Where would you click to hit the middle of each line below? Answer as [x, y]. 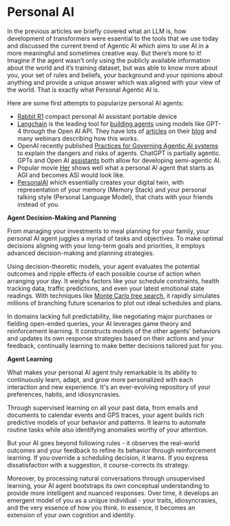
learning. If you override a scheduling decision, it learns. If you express [108, 457]
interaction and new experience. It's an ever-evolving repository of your [109, 387]
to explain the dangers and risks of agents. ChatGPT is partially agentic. [119, 153]
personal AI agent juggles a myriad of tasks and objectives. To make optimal [115, 238]
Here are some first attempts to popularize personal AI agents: [95, 103]
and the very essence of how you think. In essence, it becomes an [101, 507]
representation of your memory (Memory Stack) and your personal [112, 190]
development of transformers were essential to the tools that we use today [113, 38]
